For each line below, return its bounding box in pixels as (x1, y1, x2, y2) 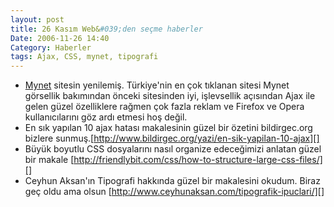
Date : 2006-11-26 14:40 (10, 33, 110, 43)
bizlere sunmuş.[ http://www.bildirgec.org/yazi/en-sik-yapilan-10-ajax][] (24, 132, 320, 145)
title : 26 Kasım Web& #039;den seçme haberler (10, 24, 203, 34)
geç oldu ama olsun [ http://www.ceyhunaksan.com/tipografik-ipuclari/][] (24, 186, 325, 198)
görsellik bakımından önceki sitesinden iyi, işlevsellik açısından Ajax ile (24, 90, 316, 102)
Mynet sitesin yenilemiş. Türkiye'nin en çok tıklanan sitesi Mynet (24, 79, 290, 91)
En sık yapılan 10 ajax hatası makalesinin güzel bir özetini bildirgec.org (24, 122, 313, 134)
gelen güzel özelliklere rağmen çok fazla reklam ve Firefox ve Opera (24, 101, 305, 113)
